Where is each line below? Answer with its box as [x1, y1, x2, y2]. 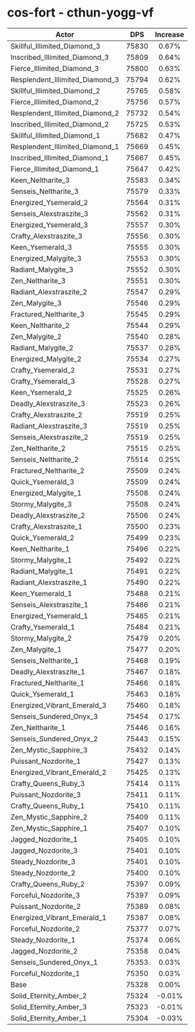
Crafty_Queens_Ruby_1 [10, 801, 85, 811]
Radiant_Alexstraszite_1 [10, 578, 88, 587]
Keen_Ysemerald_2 [10, 387, 72, 397]
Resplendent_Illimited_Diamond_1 [10, 142, 119, 151]
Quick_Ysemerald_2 [10, 533, 75, 542]
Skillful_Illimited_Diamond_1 [10, 131, 101, 140]
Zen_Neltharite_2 [10, 443, 66, 453]
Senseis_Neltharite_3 [10, 186, 79, 196]
